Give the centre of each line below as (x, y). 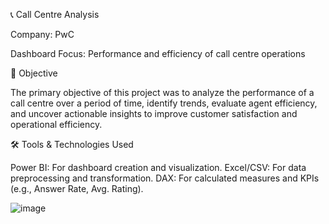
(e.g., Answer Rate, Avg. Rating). (77, 188)
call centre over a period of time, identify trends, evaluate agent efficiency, (164, 103)
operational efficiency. (56, 124)
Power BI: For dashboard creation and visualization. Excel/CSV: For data (158, 167)
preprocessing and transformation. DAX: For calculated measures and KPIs (165, 178)
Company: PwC (42, 34)
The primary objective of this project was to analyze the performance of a (162, 92)
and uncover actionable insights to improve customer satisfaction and (154, 113)
